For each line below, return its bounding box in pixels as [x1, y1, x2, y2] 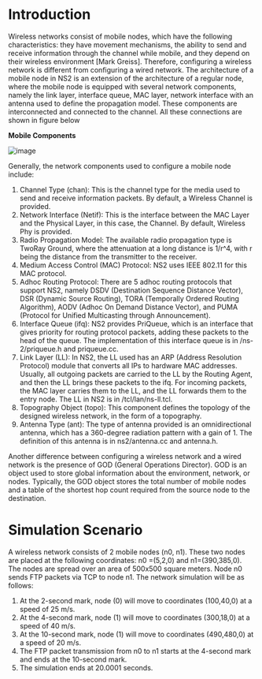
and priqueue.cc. [63, 344, 119, 353]
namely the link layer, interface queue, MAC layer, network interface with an [8, 90, 254, 99]
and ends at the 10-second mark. [19, 655, 127, 664]
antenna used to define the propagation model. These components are [8, 99, 238, 108]
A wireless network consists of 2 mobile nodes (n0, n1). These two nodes [8, 547, 245, 557]
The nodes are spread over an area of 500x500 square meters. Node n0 [8, 564, 242, 573]
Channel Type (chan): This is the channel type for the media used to [19, 185, 241, 194]
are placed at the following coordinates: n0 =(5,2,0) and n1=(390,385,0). [8, 555, 242, 565]
